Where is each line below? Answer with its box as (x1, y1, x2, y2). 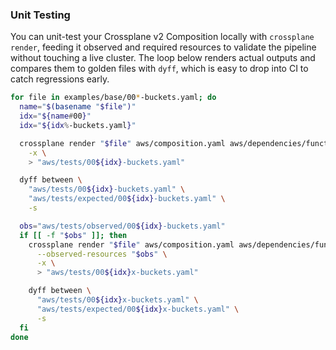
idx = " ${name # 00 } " (19, 111, 92, 122)
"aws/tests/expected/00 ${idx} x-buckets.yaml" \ (36, 304, 240, 314)
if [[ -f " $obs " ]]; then (19, 230, 128, 240)
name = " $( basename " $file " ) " (19, 102, 137, 112)
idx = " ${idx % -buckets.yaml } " (19, 120, 137, 130)
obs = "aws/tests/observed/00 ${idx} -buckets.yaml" (19, 221, 226, 231)
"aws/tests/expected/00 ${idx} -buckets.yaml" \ (28, 194, 226, 204)
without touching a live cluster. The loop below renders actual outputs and (10, 52, 316, 64)
